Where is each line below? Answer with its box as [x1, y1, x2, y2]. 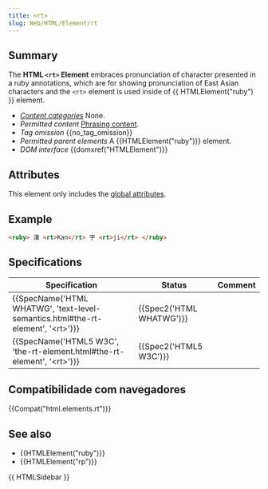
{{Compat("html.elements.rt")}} [8, 404, 112, 414]
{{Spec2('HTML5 [138, 340, 203, 352]
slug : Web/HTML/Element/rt [8, 19, 98, 27]
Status [161, 279, 187, 290]
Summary [8, 49, 58, 62]
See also [8, 427, 52, 440]
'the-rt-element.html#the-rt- [12, 345, 125, 356]
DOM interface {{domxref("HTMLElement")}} [19, 145, 168, 154]
